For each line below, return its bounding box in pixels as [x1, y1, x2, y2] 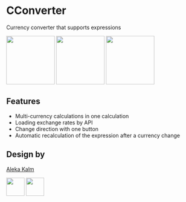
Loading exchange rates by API [14, 119, 93, 126]
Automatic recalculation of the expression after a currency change [14, 132, 180, 139]
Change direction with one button [14, 125, 98, 132]
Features [6, 96, 40, 107]
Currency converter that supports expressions [6, 24, 121, 31]
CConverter [6, 4, 66, 18]
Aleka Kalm [6, 165, 34, 173]
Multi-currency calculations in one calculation [14, 112, 129, 120]
